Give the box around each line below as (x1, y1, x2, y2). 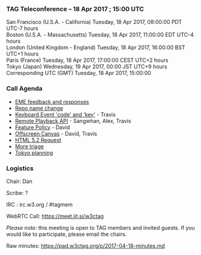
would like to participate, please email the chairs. (6, 230, 127, 238)
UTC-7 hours (6, 25, 38, 32)
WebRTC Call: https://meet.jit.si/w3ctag (6, 212, 104, 220)
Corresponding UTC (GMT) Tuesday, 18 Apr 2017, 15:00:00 (6, 70, 151, 77)
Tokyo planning (14, 149, 53, 156)
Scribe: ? (6, 189, 28, 196)
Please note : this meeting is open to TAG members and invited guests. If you (6, 224, 195, 231)
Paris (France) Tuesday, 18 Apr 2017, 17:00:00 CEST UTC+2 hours (6, 56, 169, 64)
